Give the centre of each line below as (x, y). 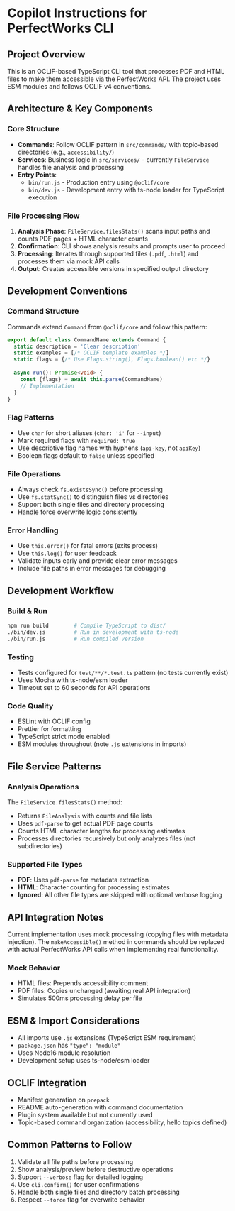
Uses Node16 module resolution (64, 1053)
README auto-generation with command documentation (100, 1107)
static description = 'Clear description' (77, 346)
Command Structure (43, 312)
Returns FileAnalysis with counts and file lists (85, 816)
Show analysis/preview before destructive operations (95, 1169)
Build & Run (28, 610)
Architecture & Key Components (80, 109)
